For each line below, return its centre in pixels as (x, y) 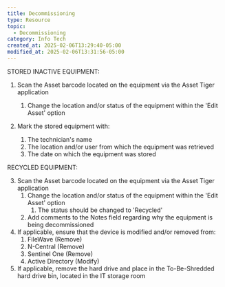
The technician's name (60, 139)
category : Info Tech (37, 39)
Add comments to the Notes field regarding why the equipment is (120, 217)
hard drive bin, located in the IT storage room (81, 275)
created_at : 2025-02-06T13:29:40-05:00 (64, 45)
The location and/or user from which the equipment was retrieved (121, 147)
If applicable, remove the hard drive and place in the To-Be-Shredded (116, 268)
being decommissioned (61, 224)
